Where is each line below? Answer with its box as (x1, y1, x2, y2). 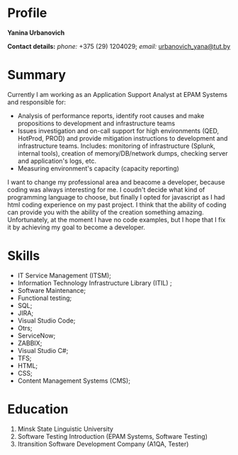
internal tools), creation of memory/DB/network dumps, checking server (17, 149, 228, 157)
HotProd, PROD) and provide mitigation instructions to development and (17, 134, 228, 142)
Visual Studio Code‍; (17, 316, 76, 325)
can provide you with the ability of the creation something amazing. (7, 207, 204, 217)
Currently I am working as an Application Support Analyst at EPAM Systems (7, 90, 228, 98)
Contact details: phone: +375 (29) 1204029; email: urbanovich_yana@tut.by (7, 42, 231, 50)
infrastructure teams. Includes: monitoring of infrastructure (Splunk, (17, 142, 216, 150)
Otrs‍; (17, 323, 33, 332)
